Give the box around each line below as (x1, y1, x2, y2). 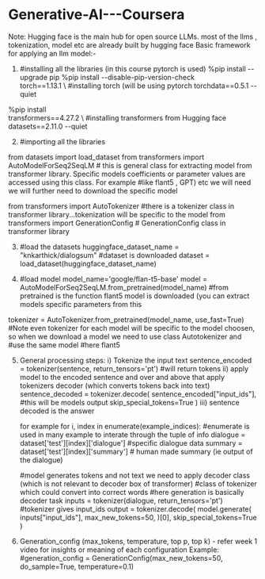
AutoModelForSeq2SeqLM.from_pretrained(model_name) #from (19, 282, 229, 292)
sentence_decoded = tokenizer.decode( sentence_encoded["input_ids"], (19, 389, 257, 398)
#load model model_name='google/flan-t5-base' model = (19, 274, 208, 283)
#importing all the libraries (19, 136, 105, 146)
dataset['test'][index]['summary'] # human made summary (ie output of (19, 447, 253, 456)
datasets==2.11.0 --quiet (8, 121, 88, 131)
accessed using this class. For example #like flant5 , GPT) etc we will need (8, 177, 252, 187)
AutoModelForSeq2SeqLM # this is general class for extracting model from (8, 160, 252, 170)
